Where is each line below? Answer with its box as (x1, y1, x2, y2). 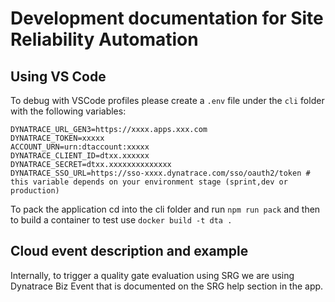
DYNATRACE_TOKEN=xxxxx (10, 133, 105, 143)
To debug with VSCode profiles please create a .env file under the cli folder (10, 95, 325, 106)
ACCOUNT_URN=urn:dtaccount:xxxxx (10, 142, 150, 152)
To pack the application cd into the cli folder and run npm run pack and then (10, 203, 321, 215)
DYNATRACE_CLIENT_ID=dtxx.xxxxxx (10, 151, 150, 161)
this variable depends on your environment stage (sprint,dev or (10, 177, 288, 187)
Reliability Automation (10, 28, 199, 51)
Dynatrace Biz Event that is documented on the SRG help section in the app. (10, 280, 324, 292)
